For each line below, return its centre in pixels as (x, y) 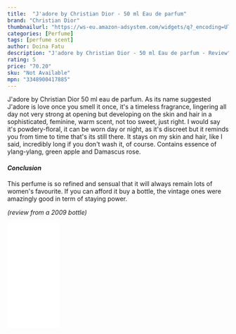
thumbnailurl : (28, 27)
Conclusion (25, 168)
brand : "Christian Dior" (44, 20)
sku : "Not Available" (39, 73)
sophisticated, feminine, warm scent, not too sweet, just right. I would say (114, 122)
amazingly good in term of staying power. (67, 199)
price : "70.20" (29, 66)
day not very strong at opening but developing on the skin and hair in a (110, 114)
